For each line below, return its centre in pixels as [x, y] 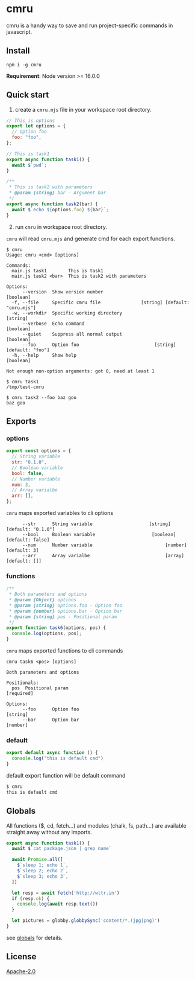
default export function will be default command [66, 775]
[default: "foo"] [28, 350]
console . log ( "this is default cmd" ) [57, 759]
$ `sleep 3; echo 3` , [43, 876]
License [21, 957]
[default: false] [28, 540]
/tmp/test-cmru [25, 387]
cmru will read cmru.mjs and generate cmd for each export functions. [91, 238]
